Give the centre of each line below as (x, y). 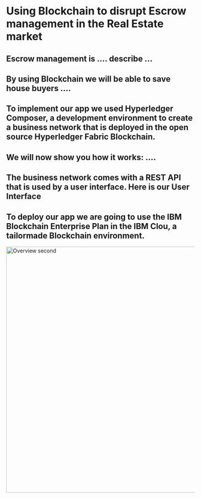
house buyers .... (39, 88)
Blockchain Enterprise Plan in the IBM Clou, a (92, 226)
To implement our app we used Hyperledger (90, 109)
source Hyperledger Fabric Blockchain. (81, 137)
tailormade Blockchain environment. (75, 235)
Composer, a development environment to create (100, 118)
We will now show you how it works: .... (81, 157)
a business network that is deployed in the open (98, 127)
